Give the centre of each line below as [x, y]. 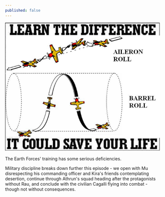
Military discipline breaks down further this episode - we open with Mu [77, 168]
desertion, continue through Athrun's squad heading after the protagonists [81, 179]
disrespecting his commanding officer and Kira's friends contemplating [77, 174]
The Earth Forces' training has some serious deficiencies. [63, 159]
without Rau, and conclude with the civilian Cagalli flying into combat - [76, 184]
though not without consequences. [41, 189]
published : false [23, 10]
